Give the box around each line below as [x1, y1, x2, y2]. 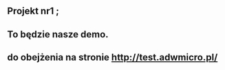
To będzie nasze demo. [7, 29, 109, 40]
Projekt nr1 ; [7, 5, 60, 17]
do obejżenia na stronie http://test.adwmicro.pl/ [7, 52, 218, 63]
